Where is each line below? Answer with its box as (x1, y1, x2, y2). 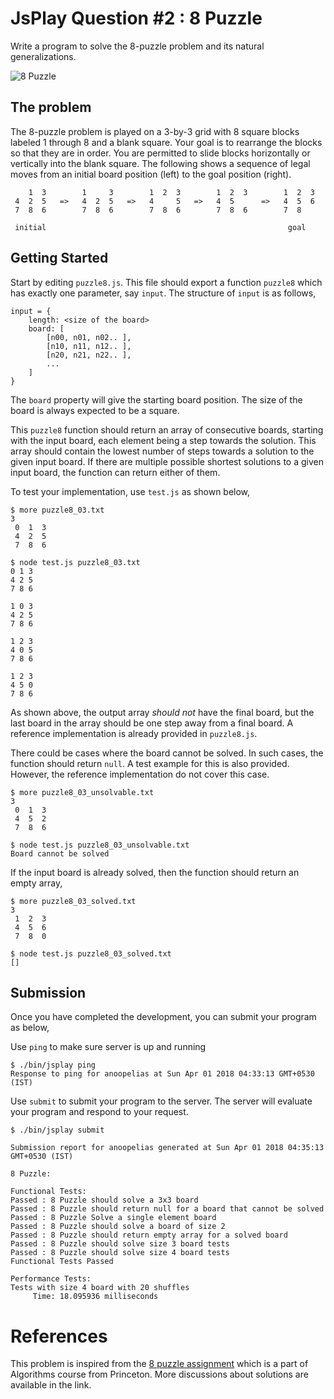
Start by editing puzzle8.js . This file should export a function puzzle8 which (10, 276, 323, 288)
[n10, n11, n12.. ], (46, 341, 132, 351)
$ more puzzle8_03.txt (10, 505, 105, 515)
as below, (10, 1022, 50, 1034)
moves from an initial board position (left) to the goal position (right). (10, 168, 292, 180)
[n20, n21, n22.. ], (46, 350, 132, 360)
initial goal (14, 222, 307, 232)
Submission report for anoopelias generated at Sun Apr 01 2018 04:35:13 (10, 1143, 325, 1153)
